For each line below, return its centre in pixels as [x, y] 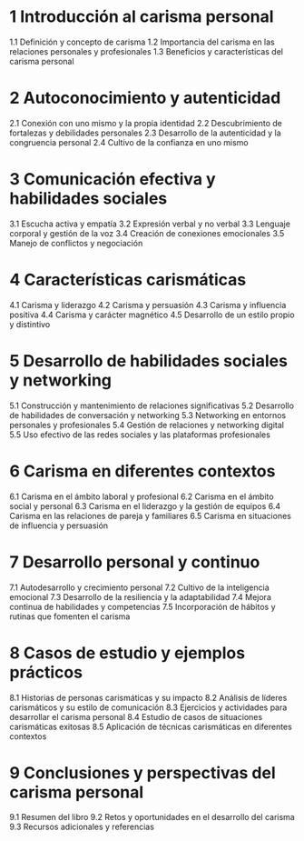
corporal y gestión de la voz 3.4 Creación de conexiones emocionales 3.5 [147, 233]
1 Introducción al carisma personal [142, 17]
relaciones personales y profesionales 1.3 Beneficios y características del [147, 51]
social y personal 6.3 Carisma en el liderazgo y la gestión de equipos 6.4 [145, 506]
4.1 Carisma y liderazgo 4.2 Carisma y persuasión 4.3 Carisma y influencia [148, 305]
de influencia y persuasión [59, 526]
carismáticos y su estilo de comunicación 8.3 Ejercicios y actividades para [148, 707]
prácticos [46, 672]
